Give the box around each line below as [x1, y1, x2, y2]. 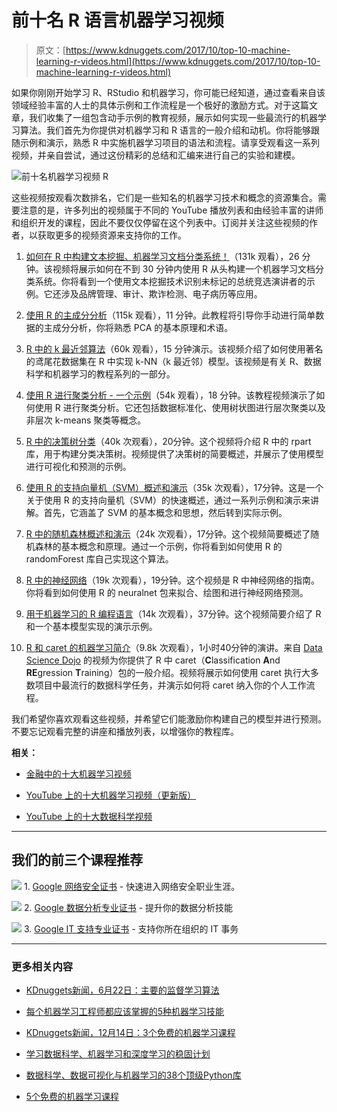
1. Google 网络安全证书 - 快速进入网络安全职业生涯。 [23, 880, 241, 892]
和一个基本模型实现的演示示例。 [25, 620, 158, 632]
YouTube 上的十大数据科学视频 [25, 810, 153, 822]
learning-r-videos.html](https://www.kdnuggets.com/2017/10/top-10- [35, 55, 321, 67]
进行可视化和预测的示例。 [25, 460, 132, 472]
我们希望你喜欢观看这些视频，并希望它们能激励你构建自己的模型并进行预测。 [11, 712, 327, 725]
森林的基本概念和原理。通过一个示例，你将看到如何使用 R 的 [34, 540, 283, 552]
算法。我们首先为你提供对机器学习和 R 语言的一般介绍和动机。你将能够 [19, 124, 311, 136]
